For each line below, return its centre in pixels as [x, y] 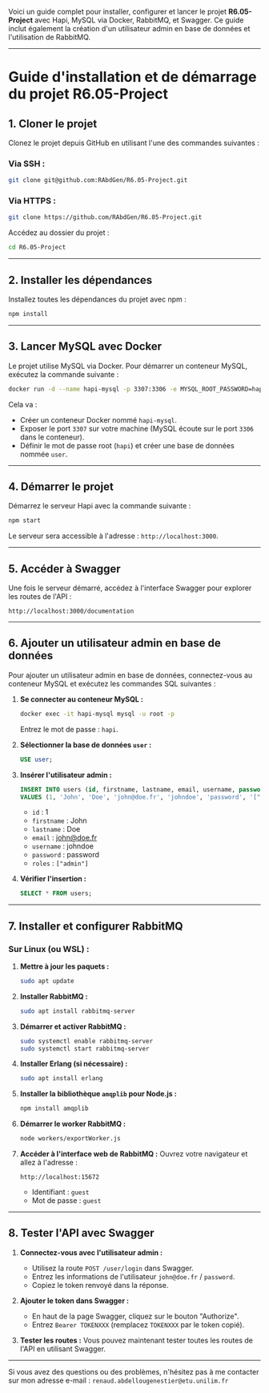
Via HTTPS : [32, 201]
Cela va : [23, 404]
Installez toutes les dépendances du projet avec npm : [97, 299]
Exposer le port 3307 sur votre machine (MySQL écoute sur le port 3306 [137, 428]
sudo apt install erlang [61, 1079]
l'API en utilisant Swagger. [63, 1348]
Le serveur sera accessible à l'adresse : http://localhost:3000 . [113, 536]
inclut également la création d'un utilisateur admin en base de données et [129, 28]
